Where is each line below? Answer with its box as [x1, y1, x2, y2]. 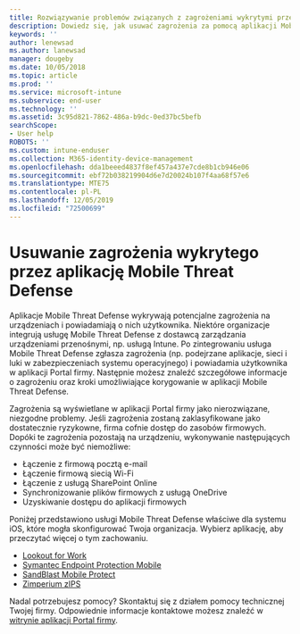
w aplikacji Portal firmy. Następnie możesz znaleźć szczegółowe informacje [9, 367, 287, 378]
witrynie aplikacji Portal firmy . [9, 614, 119, 625]
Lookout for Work [21, 550, 87, 561]
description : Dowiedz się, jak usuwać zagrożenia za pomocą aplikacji [9, 21, 278, 30]
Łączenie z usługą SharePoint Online [21, 477, 158, 488]
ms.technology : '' [9, 104, 78, 113]
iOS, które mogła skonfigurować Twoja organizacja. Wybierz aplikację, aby [9, 523, 284, 534]
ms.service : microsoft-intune [9, 88, 122, 96]
